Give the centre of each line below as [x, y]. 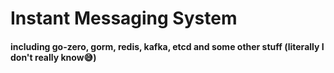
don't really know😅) [53, 57]
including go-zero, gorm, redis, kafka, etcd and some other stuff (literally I [167, 46]
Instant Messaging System [124, 18]
